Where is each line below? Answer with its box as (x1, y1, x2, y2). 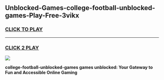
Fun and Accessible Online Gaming (5, 69, 78, 75)
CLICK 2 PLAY (5, 44, 39, 51)
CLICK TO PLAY (5, 26, 43, 33)
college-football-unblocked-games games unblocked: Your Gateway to (5, 64, 153, 70)
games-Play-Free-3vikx (5, 12, 80, 20)
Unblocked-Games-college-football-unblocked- (5, 4, 155, 12)
